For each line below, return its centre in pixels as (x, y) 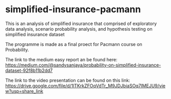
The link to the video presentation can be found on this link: (68, 80)
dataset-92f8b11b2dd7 (29, 70)
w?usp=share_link (24, 91)
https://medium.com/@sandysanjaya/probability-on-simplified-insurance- (83, 65)
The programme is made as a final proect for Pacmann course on (74, 44)
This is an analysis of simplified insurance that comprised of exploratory (81, 23)
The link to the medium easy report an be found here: (61, 59)
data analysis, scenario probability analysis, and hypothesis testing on (79, 29)
